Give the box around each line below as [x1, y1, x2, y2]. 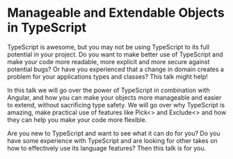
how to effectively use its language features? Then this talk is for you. [7, 144, 207, 152]
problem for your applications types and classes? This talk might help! [7, 72, 209, 81]
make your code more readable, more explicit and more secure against [7, 57, 210, 66]
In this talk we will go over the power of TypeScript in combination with [7, 86, 210, 94]
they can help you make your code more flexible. [7, 115, 147, 123]
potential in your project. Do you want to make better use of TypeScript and [7, 50, 224, 59]
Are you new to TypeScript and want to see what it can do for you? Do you [7, 129, 220, 137]
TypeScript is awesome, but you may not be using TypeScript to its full [7, 43, 210, 51]
